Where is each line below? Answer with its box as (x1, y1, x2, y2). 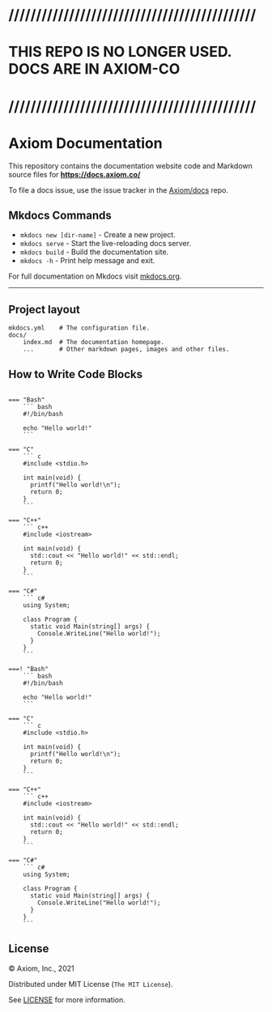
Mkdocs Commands (8, 208, 112, 222)
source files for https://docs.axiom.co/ (8, 169, 141, 179)
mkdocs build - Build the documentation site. (19, 247, 169, 257)
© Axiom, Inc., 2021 (8, 963, 74, 973)
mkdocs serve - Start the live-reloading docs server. (19, 239, 192, 249)
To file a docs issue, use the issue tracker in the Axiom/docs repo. (8, 185, 229, 195)
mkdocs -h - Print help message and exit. (19, 256, 155, 266)
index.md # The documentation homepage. (23, 338, 164, 347)
